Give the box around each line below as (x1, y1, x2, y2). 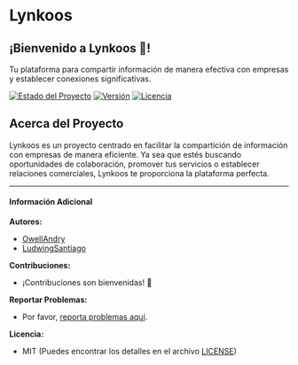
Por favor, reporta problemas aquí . (21, 312, 148, 322)
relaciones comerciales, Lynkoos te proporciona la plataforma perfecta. (9, 167, 270, 178)
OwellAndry (21, 234, 66, 245)
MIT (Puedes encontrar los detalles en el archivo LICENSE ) (21, 346, 238, 357)
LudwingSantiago (21, 243, 87, 253)
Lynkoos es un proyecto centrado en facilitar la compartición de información (9, 139, 288, 151)
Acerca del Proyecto (9, 116, 124, 131)
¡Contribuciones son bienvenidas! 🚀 (21, 277, 153, 288)
